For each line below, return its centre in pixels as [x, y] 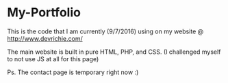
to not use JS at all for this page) [53, 59]
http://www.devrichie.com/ [45, 38]
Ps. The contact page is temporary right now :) [73, 72]
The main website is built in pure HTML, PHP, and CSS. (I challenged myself [114, 52]
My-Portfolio [44, 13]
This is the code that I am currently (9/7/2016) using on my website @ [105, 31]
